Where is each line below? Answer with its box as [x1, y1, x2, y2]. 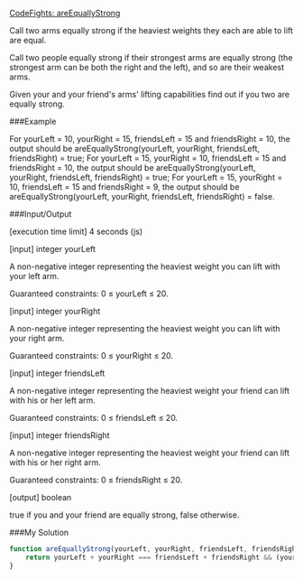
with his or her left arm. [9, 395, 96, 406]
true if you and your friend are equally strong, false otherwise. [9, 509, 240, 520]
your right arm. [9, 333, 65, 343]
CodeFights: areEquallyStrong [9, 8, 121, 18]
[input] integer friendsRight [9, 430, 110, 441]
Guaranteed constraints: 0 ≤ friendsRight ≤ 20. [9, 474, 183, 485]
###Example [9, 117, 57, 126]
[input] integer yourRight [9, 306, 101, 316]
